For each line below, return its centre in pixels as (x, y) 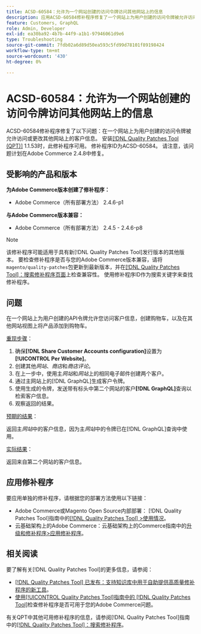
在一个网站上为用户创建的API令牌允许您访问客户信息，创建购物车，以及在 (97, 318)
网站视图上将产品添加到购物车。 (51, 326)
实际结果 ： (19, 449)
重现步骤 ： (19, 339)
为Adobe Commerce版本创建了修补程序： (58, 190)
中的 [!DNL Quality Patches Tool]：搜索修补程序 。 (67, 624)
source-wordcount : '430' (37, 56)
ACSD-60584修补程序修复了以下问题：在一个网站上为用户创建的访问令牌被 (99, 131)
